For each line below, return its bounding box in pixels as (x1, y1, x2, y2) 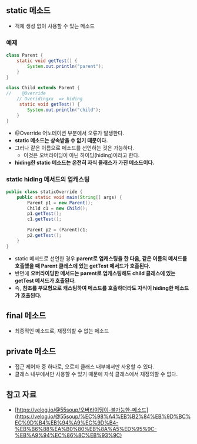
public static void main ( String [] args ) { (16, 194, 122, 200)
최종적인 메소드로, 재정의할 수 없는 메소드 (14, 327, 109, 335)
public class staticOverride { (6, 188, 83, 195)
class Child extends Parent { (6, 85, 81, 91)
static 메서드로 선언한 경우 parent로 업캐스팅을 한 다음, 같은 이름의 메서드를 (14, 254, 187, 262)
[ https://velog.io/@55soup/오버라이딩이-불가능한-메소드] (14, 406, 149, 413)
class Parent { (6, 53, 44, 58)
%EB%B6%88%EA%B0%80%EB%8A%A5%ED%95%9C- (14, 426, 157, 433)
